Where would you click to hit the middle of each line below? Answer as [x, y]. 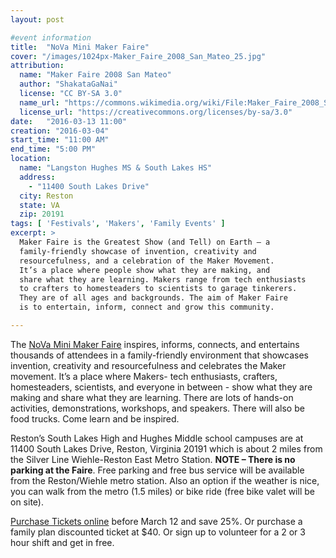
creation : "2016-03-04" [60, 131]
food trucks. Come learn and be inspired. [95, 418]
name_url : [39, 102]
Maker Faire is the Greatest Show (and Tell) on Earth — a [145, 242]
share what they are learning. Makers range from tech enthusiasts [163, 279]
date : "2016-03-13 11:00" [69, 121]
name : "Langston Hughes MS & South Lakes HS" [116, 168]
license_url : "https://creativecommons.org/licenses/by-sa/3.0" [156, 112]
